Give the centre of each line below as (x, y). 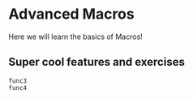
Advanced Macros (72, 14)
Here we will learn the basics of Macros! (76, 37)
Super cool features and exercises (96, 62)
